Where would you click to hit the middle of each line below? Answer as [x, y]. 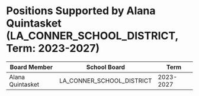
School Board [106, 67]
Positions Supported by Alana [81, 11]
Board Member [31, 67]
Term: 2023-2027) [53, 49]
